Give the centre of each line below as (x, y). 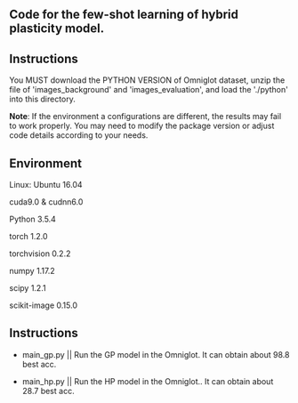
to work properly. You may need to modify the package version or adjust (142, 126)
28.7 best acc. (48, 391)
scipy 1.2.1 (28, 288)
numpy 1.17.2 (32, 271)
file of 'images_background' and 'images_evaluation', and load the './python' (149, 90)
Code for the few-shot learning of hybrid (124, 15)
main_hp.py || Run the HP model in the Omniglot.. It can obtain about (148, 381)
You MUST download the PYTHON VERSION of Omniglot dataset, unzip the (147, 80)
